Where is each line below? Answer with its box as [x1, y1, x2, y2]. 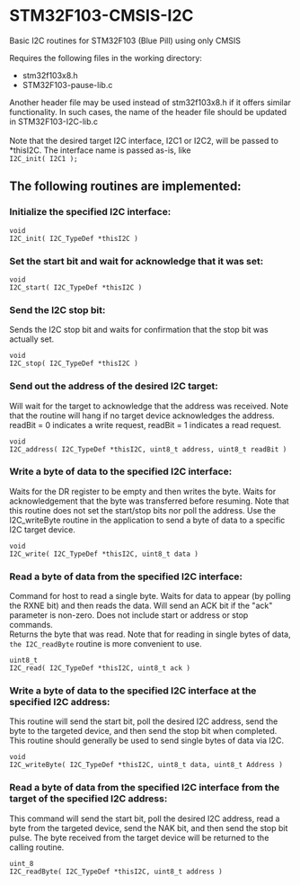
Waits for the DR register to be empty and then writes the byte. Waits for [9, 486, 277, 496]
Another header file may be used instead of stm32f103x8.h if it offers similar [9, 96, 292, 108]
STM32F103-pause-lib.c [22, 79, 113, 90]
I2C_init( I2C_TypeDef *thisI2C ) [9, 234, 139, 243]
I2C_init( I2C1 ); [9, 154, 78, 163]
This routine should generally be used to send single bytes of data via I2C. [9, 735, 285, 746]
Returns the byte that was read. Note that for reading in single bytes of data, [9, 629, 291, 639]
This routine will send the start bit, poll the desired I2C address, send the [9, 716, 278, 727]
